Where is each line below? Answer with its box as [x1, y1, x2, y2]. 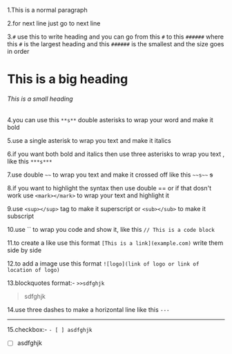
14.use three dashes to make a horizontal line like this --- [7, 306, 170, 314]
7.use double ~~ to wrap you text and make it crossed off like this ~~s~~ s [7, 170, 213, 179]
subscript [7, 212, 35, 220]
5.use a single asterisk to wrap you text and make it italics [7, 137, 171, 145]
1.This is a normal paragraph [7, 6, 88, 14]
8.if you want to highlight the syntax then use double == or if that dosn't [7, 184, 212, 193]
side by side [7, 246, 42, 255]
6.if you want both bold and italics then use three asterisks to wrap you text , [7, 150, 225, 158]
